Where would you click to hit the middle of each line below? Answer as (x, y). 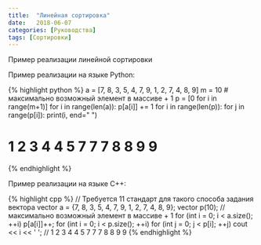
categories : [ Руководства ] (52, 30)
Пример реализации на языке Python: (72, 75)
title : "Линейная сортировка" (59, 15)
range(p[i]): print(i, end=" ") (53, 115)
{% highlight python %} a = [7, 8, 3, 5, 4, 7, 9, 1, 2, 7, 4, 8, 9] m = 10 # (118, 90)
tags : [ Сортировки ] (40, 37)
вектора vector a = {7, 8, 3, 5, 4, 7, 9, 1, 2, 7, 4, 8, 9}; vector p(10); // (117, 207)
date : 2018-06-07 (40, 23)
